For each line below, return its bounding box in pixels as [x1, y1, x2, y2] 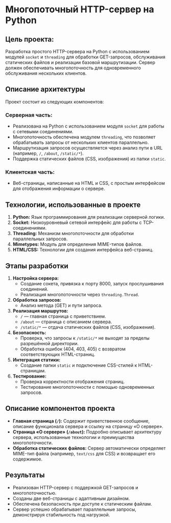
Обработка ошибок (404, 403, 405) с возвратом [20, 346, 126, 352]
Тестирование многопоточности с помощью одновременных [20, 384, 155, 390]
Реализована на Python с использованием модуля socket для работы [12, 123, 164, 129]
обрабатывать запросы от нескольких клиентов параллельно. [12, 139, 149, 145]
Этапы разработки [5, 261, 68, 270]
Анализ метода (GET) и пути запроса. [20, 302, 103, 308]
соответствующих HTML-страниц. [20, 351, 95, 358]
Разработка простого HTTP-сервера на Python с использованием [5, 49, 150, 54]
